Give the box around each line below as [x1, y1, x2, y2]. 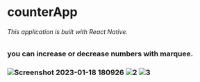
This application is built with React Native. [7, 27, 128, 35]
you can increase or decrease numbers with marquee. [7, 49, 194, 59]
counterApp [7, 4, 78, 20]
